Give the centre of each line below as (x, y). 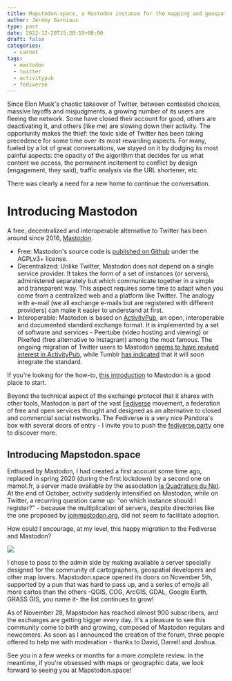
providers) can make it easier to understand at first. (90, 310)
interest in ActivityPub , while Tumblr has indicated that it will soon (110, 354)
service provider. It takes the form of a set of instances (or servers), (114, 273)
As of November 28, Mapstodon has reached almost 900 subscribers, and (113, 612)
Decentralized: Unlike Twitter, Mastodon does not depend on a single (115, 266)
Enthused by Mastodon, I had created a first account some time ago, (105, 471)
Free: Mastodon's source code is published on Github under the (108, 252)
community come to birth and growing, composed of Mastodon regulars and (116, 627)
